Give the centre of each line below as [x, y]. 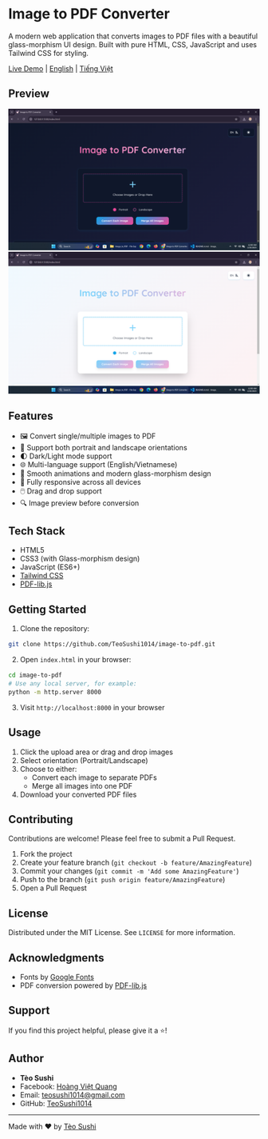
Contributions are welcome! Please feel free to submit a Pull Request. [122, 839]
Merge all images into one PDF [82, 785]
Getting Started [47, 609]
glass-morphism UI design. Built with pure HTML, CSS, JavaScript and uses [133, 44]
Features [31, 416]
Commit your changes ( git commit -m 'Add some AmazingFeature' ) [129, 871]
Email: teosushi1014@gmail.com [72, 1095]
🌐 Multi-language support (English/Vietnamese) [99, 464]
